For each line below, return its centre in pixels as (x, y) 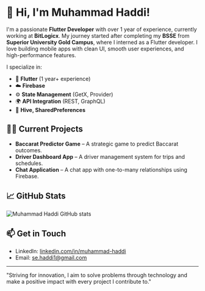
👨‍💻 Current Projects (45, 129)
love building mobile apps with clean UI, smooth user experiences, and (95, 49)
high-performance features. (41, 55)
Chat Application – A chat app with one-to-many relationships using (101, 169)
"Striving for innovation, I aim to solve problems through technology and (97, 275)
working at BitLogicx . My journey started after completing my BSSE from (98, 35)
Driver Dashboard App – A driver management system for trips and (100, 156)
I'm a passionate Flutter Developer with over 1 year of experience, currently (102, 29)
